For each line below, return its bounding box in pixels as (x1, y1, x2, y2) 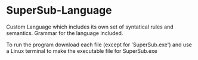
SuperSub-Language (6, 4, 112, 17)
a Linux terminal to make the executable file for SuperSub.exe (6, 47, 157, 54)
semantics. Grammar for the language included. (6, 29, 123, 36)
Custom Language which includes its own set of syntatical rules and (6, 23, 174, 30)
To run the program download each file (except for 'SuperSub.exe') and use (6, 41, 193, 48)
